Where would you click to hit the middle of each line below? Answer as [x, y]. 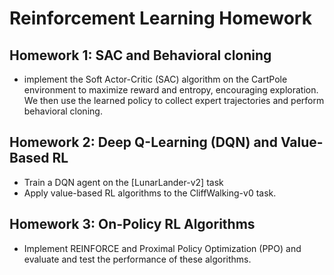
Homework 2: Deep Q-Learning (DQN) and [143, 142]
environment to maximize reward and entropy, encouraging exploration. [171, 90]
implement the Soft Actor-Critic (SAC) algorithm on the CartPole [155, 79]
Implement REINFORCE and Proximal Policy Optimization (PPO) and [162, 248]
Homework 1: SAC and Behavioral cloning [140, 55]
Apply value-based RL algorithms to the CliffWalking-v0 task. [150, 193]
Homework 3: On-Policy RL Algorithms [132, 224]
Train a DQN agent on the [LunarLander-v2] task [123, 182]
